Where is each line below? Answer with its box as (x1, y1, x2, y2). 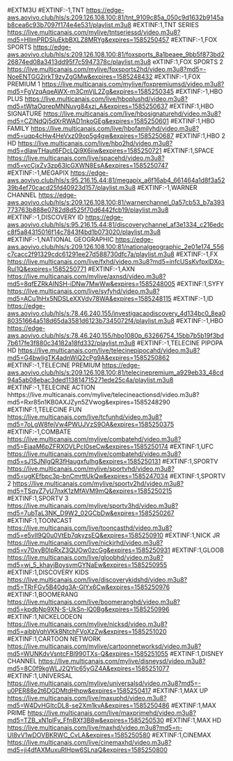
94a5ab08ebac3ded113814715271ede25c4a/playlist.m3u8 (7, 376, 174, 384)
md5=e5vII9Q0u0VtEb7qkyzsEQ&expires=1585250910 (7, 531, 163, 539)
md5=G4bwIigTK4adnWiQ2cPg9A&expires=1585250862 (7, 354, 170, 361)
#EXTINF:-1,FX (176, 250, 218, 258)
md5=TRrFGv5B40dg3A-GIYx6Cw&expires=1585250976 (7, 583, 170, 591)
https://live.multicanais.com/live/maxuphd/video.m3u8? (7, 694, 167, 702)
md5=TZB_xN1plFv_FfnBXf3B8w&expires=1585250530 (7, 716, 165, 724)
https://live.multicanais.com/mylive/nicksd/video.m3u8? (7, 620, 168, 628)
